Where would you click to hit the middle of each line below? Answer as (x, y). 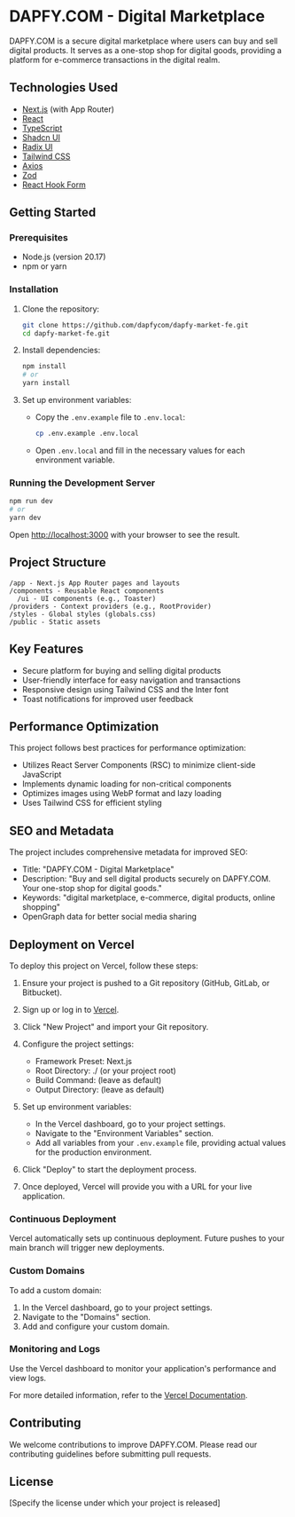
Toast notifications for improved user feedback (108, 699)
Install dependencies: (61, 350)
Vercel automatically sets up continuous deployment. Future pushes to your (147, 1238)
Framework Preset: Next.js (84, 1061)
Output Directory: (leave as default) (100, 1089)
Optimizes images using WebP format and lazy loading (122, 794)
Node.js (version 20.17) (64, 257)
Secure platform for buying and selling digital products (121, 670)
